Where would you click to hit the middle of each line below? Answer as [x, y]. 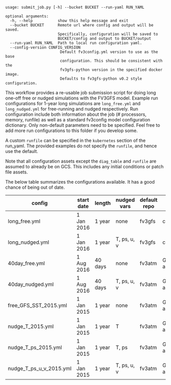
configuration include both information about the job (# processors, [76, 114]
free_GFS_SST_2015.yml [37, 305]
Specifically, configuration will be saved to [108, 34]
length [103, 203]
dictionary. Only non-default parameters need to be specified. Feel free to [83, 125]
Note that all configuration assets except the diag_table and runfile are [81, 161]
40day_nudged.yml [31, 284]
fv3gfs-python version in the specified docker [111, 70]
